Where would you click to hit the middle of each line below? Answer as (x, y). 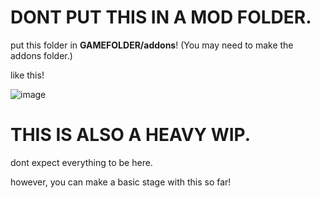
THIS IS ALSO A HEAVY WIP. (131, 135)
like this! (27, 75)
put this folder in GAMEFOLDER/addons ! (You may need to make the (152, 45)
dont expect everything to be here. (81, 162)
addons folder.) (41, 55)
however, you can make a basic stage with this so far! (121, 182)
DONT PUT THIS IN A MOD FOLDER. (161, 17)
